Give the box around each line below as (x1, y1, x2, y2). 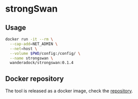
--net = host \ (10, 46, 38, 51)
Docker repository (5, 74, 64, 83)
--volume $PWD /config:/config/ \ (10, 51, 81, 56)
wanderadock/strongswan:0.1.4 (10, 60, 74, 65)
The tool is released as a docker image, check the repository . (5, 88, 133, 94)
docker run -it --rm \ (5, 37, 53, 42)
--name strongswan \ (10, 55, 53, 61)
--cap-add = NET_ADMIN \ (10, 41, 58, 46)
